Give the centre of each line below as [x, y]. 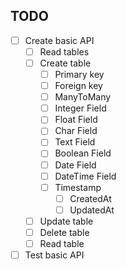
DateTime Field [85, 176]
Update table [66, 221]
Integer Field [80, 108]
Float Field [76, 120]
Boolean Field [83, 153]
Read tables [64, 51]
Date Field [75, 165]
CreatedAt [90, 198]
